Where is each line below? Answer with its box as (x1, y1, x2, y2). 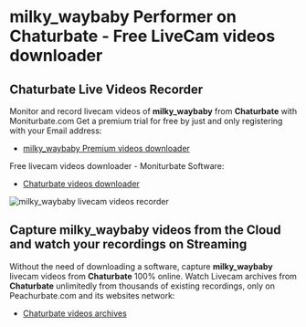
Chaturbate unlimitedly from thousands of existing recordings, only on (9, 280, 276, 291)
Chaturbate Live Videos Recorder (9, 81, 204, 97)
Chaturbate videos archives (22, 308, 128, 319)
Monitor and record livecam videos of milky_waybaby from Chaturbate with (9, 106, 298, 116)
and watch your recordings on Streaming (9, 237, 248, 252)
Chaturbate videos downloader (22, 178, 140, 189)
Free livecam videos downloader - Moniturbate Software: (9, 161, 225, 171)
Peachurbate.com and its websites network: (9, 290, 175, 301)
